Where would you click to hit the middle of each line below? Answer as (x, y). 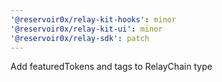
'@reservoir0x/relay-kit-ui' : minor (86, 29)
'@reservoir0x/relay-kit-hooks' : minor (93, 19)
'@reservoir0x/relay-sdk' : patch (80, 38)
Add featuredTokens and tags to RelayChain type (111, 67)
